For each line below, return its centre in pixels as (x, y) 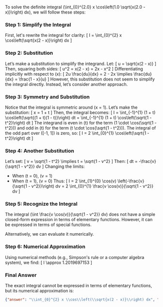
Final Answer (21, 275)
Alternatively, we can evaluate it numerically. (49, 234)
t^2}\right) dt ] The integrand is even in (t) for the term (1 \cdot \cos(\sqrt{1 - (81, 123)
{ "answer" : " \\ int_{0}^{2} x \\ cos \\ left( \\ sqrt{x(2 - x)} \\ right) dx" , (80, 300)
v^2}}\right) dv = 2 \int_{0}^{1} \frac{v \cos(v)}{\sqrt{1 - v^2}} (92, 186)
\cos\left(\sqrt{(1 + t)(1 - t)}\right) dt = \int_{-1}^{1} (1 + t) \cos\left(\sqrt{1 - (78, 117)
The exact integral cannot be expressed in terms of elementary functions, (79, 286)
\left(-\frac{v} (131, 181)
